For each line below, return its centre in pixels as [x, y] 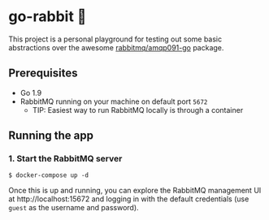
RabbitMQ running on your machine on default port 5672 [114, 101]
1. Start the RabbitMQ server [65, 159]
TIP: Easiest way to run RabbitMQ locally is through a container [138, 110]
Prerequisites [43, 73]
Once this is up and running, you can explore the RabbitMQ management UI [135, 191]
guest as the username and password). [74, 208]
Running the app [51, 136]
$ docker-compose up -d [49, 175]
